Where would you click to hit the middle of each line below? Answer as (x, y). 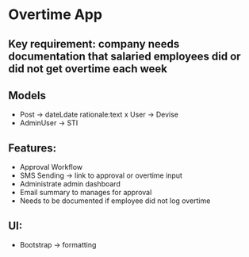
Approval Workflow (51, 167)
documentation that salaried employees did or (125, 56)
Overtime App (56, 15)
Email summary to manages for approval (86, 193)
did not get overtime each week (88, 69)
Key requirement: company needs (94, 44)
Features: (33, 148)
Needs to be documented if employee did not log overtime (115, 201)
